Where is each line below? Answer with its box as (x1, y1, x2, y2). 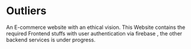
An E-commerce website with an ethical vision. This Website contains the (6, 24, 186, 31)
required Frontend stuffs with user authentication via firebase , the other (6, 30, 183, 37)
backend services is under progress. (6, 36, 96, 43)
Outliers (6, 4, 47, 18)
